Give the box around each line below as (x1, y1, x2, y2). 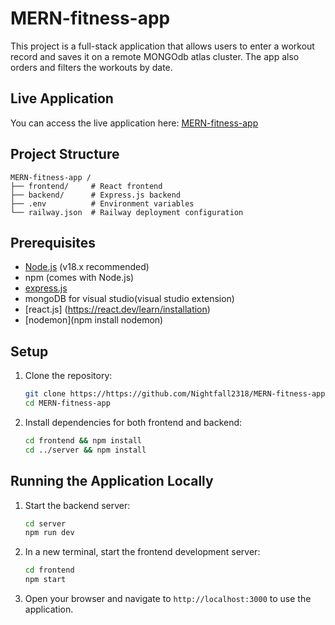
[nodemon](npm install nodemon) (24, 314, 164, 326)
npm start (24, 575, 67, 585)
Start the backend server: (24, 499, 131, 511)
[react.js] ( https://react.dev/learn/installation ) (24, 303, 211, 316)
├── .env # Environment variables (10, 198, 195, 209)
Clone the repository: (24, 370, 113, 382)
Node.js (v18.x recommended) (24, 261, 150, 273)
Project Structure (10, 146, 120, 163)
